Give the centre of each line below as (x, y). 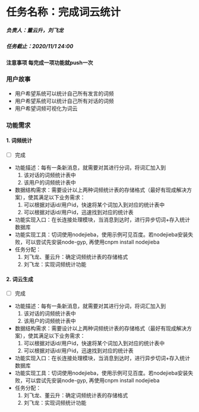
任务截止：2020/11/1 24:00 (40, 46)
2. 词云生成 (20, 279)
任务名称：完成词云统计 (64, 12)
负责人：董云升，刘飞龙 (35, 30)
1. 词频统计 (19, 141)
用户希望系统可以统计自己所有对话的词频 (64, 101)
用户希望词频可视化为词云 (46, 108)
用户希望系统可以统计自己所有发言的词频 (64, 93)
